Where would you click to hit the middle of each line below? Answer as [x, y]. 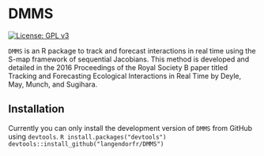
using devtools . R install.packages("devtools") [87, 136]
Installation [36, 109]
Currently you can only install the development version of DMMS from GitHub [130, 128]
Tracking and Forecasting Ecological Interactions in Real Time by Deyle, [125, 76]
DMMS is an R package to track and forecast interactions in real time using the [132, 50]
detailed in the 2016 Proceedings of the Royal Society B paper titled [118, 67]
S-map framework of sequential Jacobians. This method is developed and [129, 59]
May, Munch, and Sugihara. [53, 84]
